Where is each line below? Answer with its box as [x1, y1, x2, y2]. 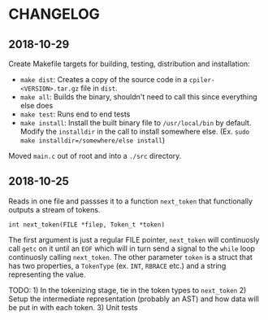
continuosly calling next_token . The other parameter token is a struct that [8, 252, 253, 261]
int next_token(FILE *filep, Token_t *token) [8, 221, 165, 229]
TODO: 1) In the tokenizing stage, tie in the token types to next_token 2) [8, 285, 247, 295]
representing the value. [8, 270, 87, 279]
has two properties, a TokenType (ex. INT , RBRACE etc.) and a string [8, 261, 227, 270]
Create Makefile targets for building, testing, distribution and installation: [8, 59, 250, 68]
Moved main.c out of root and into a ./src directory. [8, 151, 182, 160]
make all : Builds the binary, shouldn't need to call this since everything [19, 92, 257, 102]
